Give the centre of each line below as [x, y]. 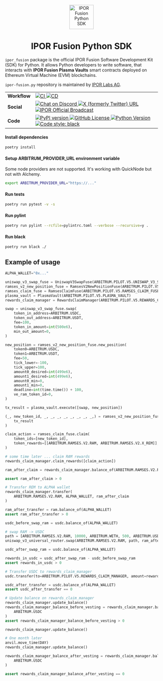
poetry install [20, 147]
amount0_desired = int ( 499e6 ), [43, 372]
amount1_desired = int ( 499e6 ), [43, 376]
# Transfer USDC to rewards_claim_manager [49, 571]
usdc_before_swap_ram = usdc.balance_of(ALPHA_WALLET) [62, 523]
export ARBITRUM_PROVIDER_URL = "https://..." [51, 183]
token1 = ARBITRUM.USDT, [37, 354]
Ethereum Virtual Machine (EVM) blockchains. [51, 75]
